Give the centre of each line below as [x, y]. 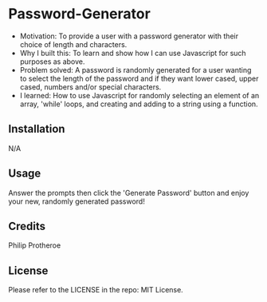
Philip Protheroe [35, 245]
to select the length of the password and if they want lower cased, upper [139, 78]
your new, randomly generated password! [77, 201]
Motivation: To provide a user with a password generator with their [129, 36]
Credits [27, 226]
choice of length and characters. [73, 44]
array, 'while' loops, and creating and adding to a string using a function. [139, 104]
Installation [37, 129]
